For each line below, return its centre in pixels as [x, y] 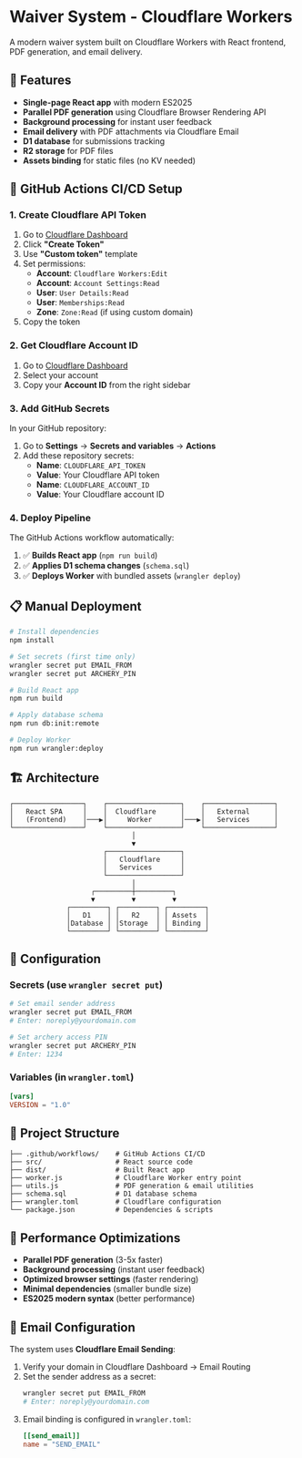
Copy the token [51, 322]
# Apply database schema [56, 715]
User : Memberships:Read [81, 303]
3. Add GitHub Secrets [60, 408]
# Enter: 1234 [36, 1054]
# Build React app [44, 690]
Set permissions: [54, 264]
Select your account [60, 375]
